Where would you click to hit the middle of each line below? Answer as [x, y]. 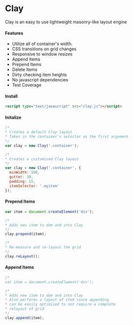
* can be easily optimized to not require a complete [60, 304]
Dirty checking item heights [39, 75]
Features [14, 33]
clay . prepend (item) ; [26, 234]
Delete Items [25, 70]
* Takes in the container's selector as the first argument [67, 137]
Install [11, 96]
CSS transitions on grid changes [44, 49]
